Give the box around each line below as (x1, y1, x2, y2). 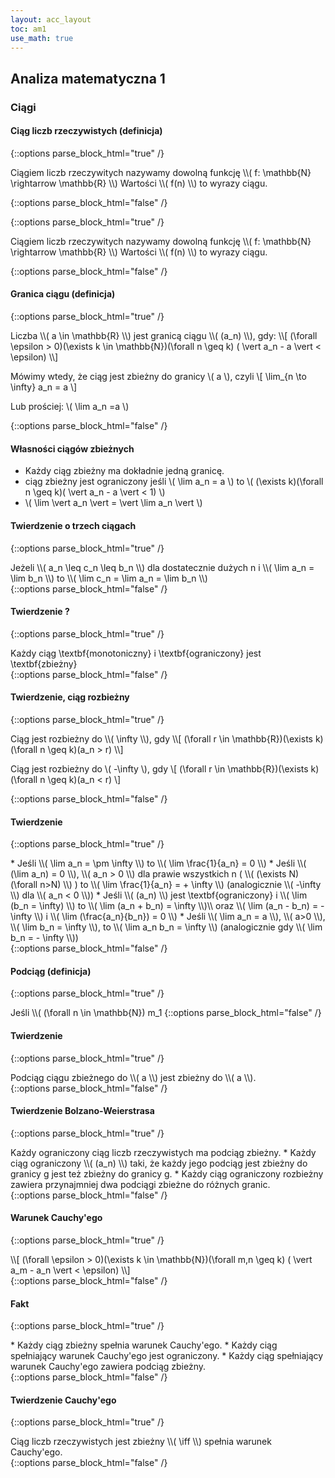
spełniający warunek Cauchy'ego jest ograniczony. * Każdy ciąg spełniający (10, 1350, 324, 1362)
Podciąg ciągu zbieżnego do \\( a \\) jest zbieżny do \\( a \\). (10, 1071, 257, 1083)
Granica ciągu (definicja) (10, 288, 116, 300)
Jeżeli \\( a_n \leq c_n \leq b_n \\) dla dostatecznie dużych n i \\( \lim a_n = (10, 561, 315, 573)
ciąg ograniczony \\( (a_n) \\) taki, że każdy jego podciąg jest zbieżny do (10, 1157, 308, 1169)
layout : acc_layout (10, 14, 92, 25)
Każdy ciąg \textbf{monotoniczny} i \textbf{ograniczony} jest (10, 647, 262, 659)
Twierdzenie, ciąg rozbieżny (10, 691, 130, 703)
